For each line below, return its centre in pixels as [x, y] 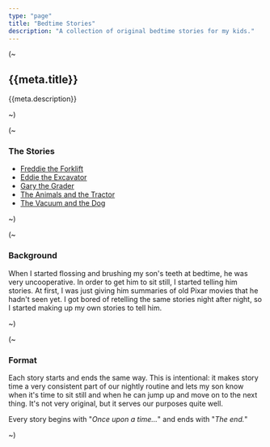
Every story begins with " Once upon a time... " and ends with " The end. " [128, 419]
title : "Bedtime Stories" [52, 23]
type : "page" [30, 16]
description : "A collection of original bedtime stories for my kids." [131, 31]
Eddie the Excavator [53, 177]
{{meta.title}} [43, 79]
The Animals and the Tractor [67, 194]
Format [23, 360]
